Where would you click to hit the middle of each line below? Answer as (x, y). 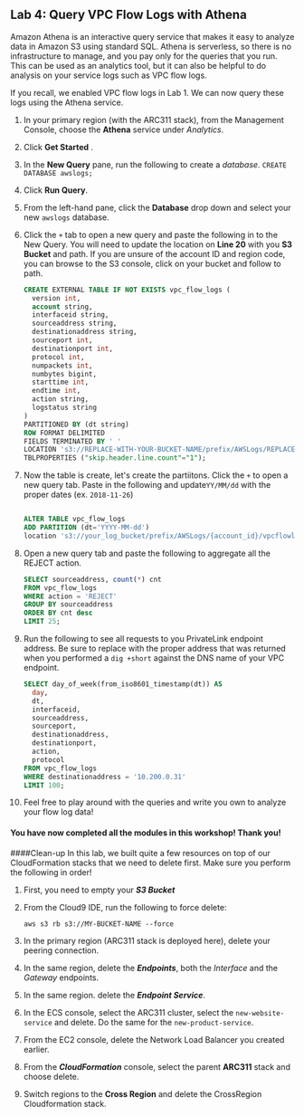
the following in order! (51, 872)
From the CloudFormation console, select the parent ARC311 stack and (157, 1066)
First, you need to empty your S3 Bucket (99, 890)
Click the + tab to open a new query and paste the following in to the (151, 234)
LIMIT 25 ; (42, 622)
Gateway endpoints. (61, 978)
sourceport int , (62, 340)
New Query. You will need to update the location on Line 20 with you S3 (158, 244)
